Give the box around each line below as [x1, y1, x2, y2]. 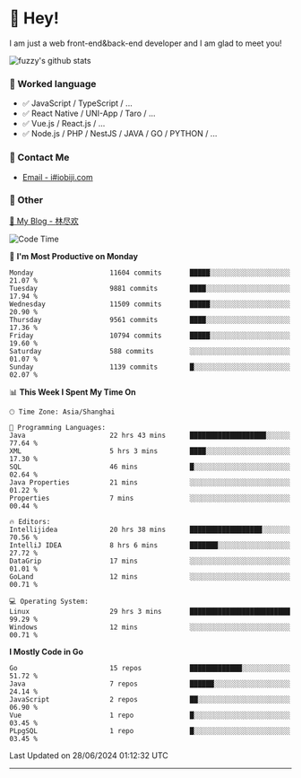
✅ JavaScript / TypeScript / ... [21, 98, 133, 109]
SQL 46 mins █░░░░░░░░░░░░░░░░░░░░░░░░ [9, 462, 291, 471]
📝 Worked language [9, 77, 97, 90]
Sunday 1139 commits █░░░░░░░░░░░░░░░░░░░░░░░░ [9, 363, 291, 372]
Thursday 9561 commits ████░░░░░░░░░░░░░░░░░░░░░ [9, 315, 291, 324]
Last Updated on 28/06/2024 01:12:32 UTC [9, 749, 168, 761]
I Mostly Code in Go [9, 646, 83, 657]
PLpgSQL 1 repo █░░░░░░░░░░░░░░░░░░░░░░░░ [9, 726, 291, 735]
